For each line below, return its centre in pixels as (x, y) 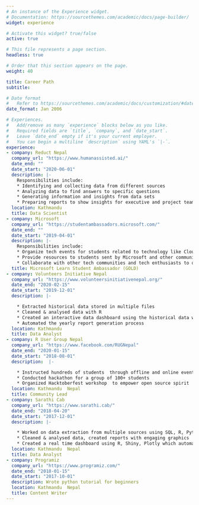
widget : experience (30, 22)
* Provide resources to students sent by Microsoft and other (95, 258)
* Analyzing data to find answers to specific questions (89, 191)
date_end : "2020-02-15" (41, 285)
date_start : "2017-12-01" (44, 416)
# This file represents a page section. (57, 50)
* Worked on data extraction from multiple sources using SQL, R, (100, 433)
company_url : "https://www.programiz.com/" (66, 465)
